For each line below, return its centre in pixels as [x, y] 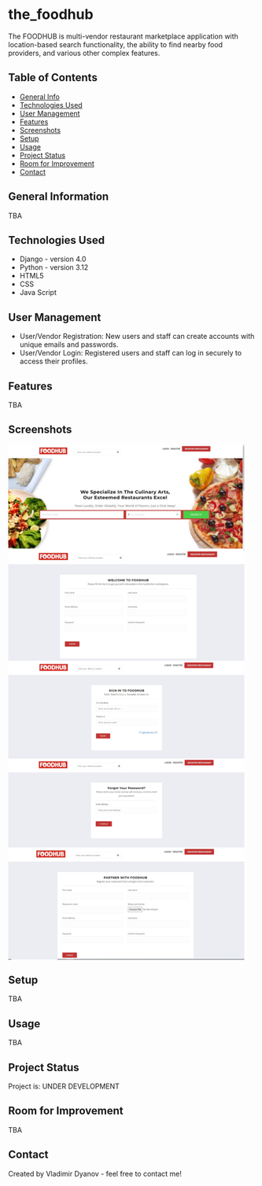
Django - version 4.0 [53, 259]
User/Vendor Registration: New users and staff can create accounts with [137, 337]
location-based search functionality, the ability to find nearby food [115, 44]
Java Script [38, 293]
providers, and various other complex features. [84, 53]
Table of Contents [53, 77]
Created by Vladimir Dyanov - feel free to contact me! [95, 1173]
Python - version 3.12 [54, 267]
